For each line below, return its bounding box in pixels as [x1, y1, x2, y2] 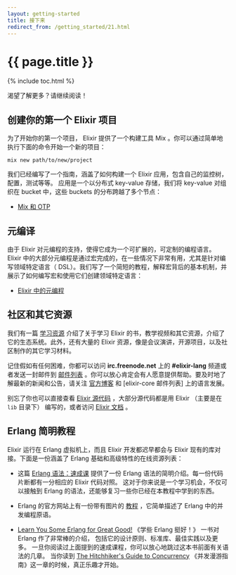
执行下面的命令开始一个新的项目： [7, 143, 106, 151]
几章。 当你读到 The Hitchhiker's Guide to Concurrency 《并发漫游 [29, 551, 223, 560]
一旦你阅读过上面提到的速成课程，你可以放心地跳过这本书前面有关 [31, 543, 223, 551]
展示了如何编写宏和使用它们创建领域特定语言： [7, 271, 143, 280]
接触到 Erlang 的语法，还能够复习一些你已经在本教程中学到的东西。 [23, 486, 218, 495]
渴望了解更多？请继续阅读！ [7, 91, 88, 100]
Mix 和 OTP [17, 202, 51, 211]
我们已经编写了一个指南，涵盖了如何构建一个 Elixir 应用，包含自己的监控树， [7, 170, 228, 179]
